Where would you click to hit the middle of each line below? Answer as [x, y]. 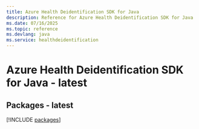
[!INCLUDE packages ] [34, 120]
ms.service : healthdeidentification [52, 40]
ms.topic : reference [32, 29]
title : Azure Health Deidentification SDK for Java [73, 12]
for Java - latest [47, 83]
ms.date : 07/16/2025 [32, 23]
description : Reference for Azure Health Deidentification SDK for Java [100, 18]
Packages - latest [40, 105]
